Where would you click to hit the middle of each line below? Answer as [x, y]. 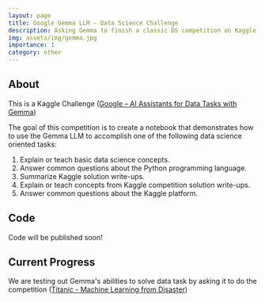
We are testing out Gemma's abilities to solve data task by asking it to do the [132, 281]
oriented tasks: [32, 144]
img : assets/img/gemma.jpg [53, 38]
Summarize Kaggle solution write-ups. [82, 176]
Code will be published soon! [55, 237]
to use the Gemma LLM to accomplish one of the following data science [125, 136]
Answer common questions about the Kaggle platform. [109, 193]
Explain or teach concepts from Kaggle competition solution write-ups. [135, 185]
